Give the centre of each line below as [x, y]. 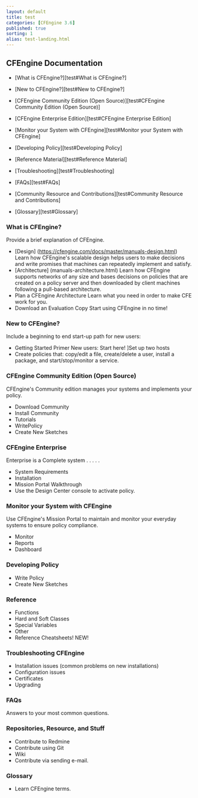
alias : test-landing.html [38, 39]
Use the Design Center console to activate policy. [75, 491]
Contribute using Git [39, 748]
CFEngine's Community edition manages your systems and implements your [99, 389]
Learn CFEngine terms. [43, 789]
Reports [24, 543]
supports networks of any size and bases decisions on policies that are [101, 277]
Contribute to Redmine [42, 741]
